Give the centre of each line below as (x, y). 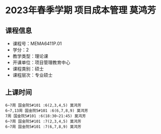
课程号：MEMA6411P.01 (37, 44)
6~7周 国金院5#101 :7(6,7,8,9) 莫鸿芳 (43, 126)
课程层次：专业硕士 (33, 75)
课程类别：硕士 (28, 69)
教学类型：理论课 (30, 56)
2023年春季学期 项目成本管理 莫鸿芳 (81, 10)
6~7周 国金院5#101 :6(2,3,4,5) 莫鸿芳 (43, 105)
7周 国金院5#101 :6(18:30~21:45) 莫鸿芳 (46, 116)
